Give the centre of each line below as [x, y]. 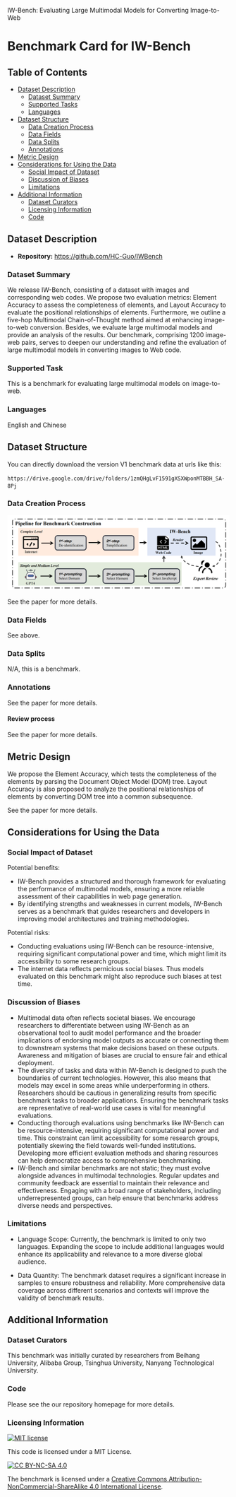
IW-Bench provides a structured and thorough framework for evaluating [122, 881]
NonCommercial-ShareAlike [48, 1486]
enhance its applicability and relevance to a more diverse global [110, 1254]
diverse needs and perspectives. [65, 1205]
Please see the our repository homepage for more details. [91, 1404]
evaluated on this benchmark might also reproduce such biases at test [119, 976]
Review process [31, 719]
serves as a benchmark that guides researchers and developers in [113, 912]
